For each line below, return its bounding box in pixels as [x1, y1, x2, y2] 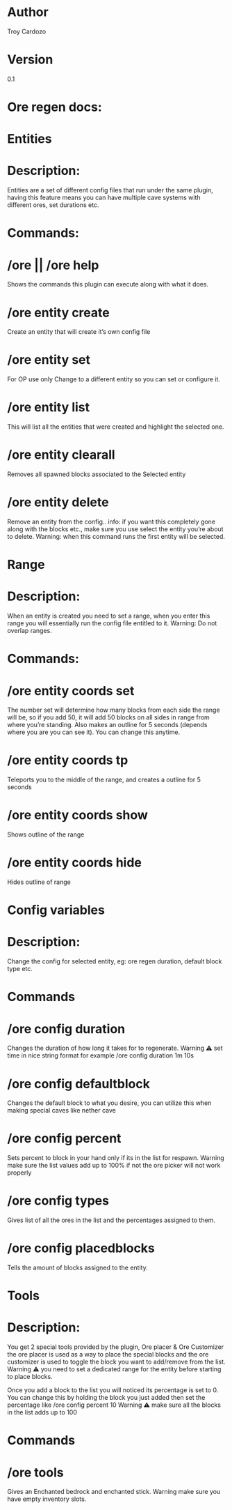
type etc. [7, 965, 33, 973]
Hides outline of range [7, 878, 71, 886]
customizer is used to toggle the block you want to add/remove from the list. [7, 1357, 226, 1366]
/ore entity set [7, 352, 90, 368]
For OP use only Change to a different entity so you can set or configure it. [7, 375, 221, 383]
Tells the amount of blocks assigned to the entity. [7, 1263, 148, 1272]
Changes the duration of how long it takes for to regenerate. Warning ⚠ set [7, 1044, 223, 1053]
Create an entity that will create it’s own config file [7, 328, 151, 336]
